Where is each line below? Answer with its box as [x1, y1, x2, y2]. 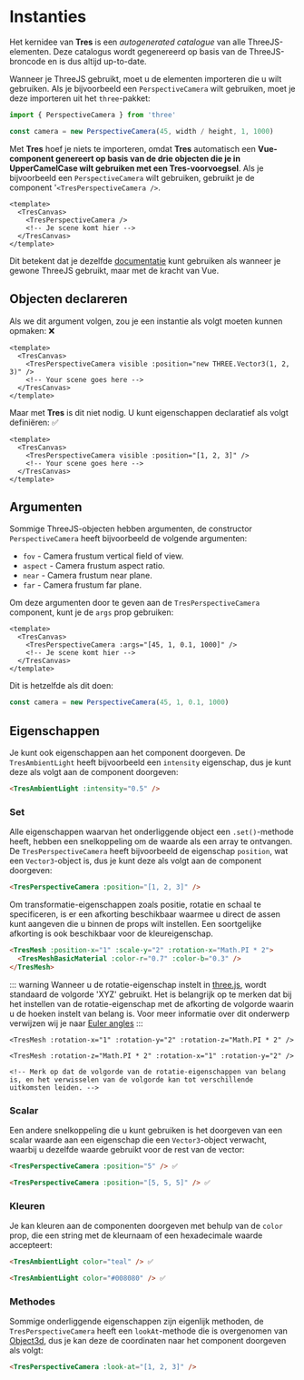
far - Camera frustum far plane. [22, 579, 142, 590]
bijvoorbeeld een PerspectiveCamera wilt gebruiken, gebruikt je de [9, 172, 255, 183]
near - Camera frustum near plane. [22, 570, 152, 581]
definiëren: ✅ [9, 417, 59, 428]
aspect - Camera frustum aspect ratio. [22, 560, 165, 571]
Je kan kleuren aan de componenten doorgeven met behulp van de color [9, 1221, 283, 1232]
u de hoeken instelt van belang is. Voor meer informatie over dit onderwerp [9, 1008, 290, 1019]
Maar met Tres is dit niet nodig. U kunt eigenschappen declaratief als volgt [9, 407, 289, 418]
